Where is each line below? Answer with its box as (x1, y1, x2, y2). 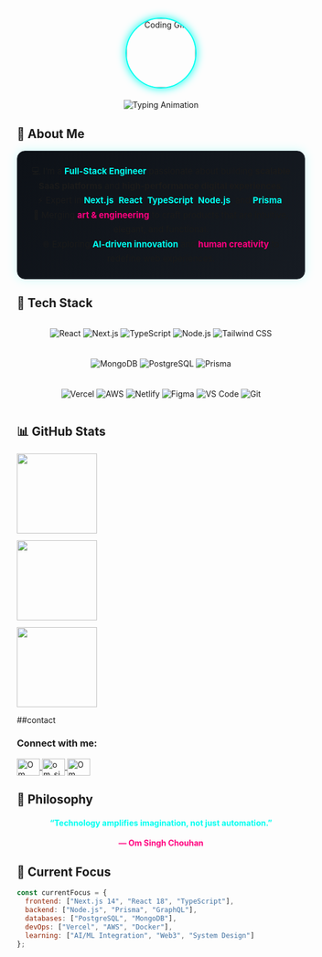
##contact (16, 714, 56, 725)
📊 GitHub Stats (16, 424, 106, 440)
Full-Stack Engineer (64, 165, 147, 177)
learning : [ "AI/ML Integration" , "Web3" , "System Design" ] (25, 930, 255, 940)
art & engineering (77, 208, 150, 221)
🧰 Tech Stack (16, 295, 93, 311)
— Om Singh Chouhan (118, 837, 204, 848)
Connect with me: (16, 737, 98, 750)
